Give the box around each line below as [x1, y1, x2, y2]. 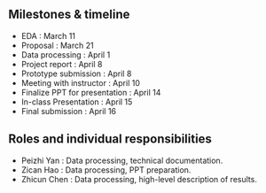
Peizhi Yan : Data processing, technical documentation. [20, 155, 223, 166]
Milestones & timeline [8, 7, 130, 22]
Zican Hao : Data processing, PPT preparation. [20, 164, 192, 175]
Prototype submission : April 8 [20, 68, 132, 79]
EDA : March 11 [20, 30, 76, 41]
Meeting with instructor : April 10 [20, 77, 141, 88]
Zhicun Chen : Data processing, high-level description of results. [20, 174, 258, 184]
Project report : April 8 [20, 58, 103, 69]
